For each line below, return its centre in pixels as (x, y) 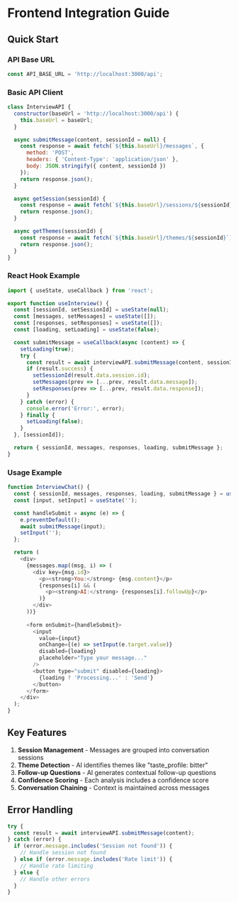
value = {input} (59, 638)
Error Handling (40, 810)
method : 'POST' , (50, 153)
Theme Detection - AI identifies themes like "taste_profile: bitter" (113, 765)
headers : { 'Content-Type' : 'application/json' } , (102, 160)
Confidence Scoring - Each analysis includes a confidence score (113, 780)
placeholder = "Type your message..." (93, 658)
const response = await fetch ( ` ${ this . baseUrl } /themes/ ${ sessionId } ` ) (126, 238)
